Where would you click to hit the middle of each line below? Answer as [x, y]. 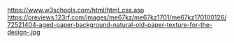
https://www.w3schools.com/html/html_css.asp [76, 10]
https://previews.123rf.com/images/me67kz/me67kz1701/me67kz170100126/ [117, 17]
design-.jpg [24, 32]
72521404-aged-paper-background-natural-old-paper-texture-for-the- [110, 25]
